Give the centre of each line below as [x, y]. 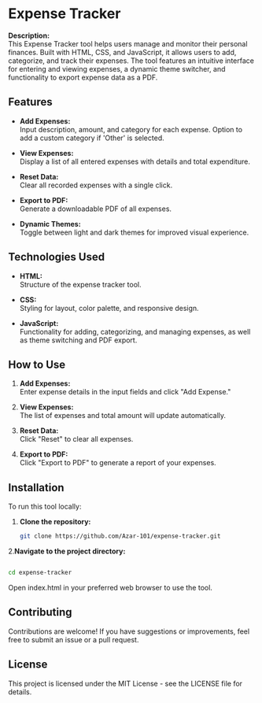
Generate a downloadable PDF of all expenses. [95, 209]
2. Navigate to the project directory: [67, 551]
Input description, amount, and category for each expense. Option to [131, 129]
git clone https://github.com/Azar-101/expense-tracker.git [120, 536]
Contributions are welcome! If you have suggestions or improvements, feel [129, 631]
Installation [36, 488]
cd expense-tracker [40, 573]
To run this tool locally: [45, 507]
